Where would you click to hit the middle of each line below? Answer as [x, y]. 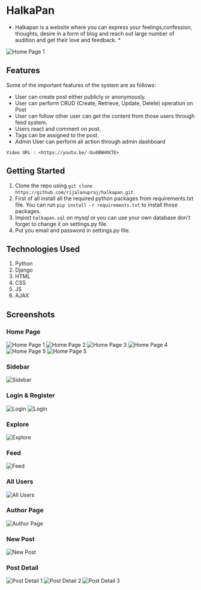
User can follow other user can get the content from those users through [105, 116]
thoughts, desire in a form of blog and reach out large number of [94, 33]
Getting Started [36, 171]
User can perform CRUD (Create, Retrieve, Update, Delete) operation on [104, 103]
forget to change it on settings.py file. [61, 224]
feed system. [31, 122]
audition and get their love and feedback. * [68, 40]
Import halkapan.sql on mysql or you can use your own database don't [103, 217]
